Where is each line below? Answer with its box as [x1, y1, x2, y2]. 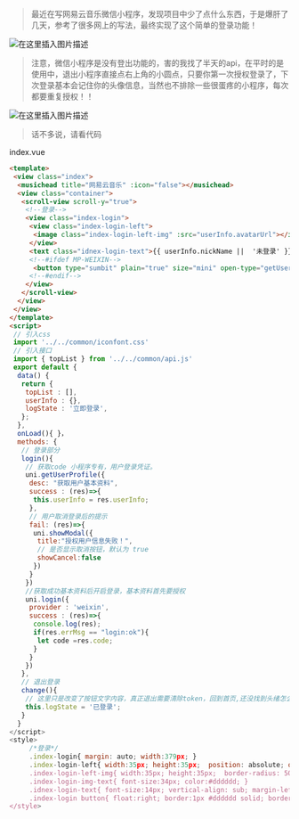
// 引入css [12, 330, 51, 339]
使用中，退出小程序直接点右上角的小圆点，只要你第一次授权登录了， [30, 69, 281, 79]
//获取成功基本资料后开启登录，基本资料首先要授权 [25, 586, 186, 595]
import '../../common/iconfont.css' [12, 338, 149, 347]
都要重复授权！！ [30, 91, 94, 102]
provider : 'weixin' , [28, 603, 109, 612]
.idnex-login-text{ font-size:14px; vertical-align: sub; [28, 785, 249, 794]
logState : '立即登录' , [25, 405, 109, 414]
